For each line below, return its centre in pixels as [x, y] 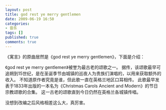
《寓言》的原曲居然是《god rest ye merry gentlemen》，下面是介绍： [75, 56]
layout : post [19, 10]
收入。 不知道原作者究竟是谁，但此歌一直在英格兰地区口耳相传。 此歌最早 [80, 79]
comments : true [21, 42]
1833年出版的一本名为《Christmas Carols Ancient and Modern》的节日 [86, 86]
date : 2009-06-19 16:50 [30, 19]
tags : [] [14, 33]
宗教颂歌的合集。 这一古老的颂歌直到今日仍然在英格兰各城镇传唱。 [73, 92]
